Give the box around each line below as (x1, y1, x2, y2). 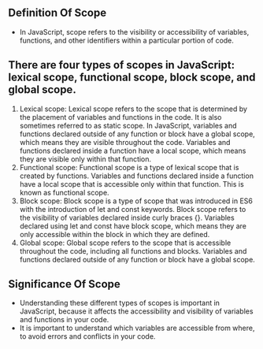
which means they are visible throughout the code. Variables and (19, 137, 231, 147)
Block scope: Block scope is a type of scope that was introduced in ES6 (19, 196, 254, 206)
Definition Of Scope (8, 6, 107, 20)
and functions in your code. (19, 315, 109, 325)
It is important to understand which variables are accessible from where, (19, 323, 255, 333)
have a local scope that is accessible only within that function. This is (19, 179, 244, 188)
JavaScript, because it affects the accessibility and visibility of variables (19, 306, 254, 316)
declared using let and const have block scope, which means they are (19, 221, 246, 231)
